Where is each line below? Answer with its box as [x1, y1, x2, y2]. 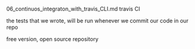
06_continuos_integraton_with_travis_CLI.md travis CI [6, 6, 141, 12]
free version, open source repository [6, 36, 99, 42]
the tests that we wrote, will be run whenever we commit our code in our [6, 17, 189, 24]
